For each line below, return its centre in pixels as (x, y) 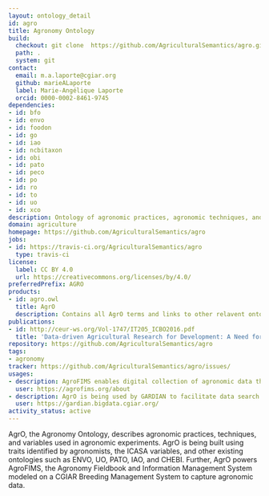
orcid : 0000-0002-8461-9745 (62, 98)
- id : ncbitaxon (35, 150)
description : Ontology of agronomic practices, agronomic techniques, (128, 218)
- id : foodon (30, 128)
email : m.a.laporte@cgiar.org (66, 75)
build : (19, 38)
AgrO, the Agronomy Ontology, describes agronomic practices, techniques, (132, 434)
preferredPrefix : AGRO (46, 285)
